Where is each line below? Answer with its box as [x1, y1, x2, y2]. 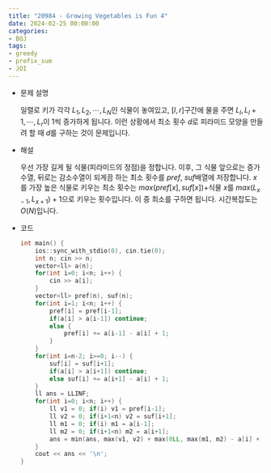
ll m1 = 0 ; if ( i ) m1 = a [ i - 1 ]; [49, 420, 155, 428]
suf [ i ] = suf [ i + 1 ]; [49, 360, 116, 368]
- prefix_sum [8, 58, 53, 66]
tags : [8, 42, 27, 50]
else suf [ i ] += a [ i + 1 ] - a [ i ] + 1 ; [49, 374, 170, 383]
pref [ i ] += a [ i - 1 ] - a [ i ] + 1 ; [63, 330, 170, 338]
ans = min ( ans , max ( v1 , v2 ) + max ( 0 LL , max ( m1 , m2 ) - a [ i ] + [49, 435, 260, 443]
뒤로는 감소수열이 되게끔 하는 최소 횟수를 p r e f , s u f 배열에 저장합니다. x [37, 173, 257, 182]
